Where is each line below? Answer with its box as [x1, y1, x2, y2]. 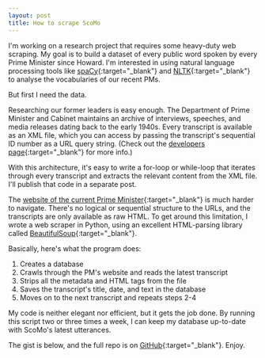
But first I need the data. [8, 89, 87, 99]
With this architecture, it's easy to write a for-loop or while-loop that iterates [8, 162, 256, 172]
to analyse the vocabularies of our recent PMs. [8, 74, 161, 84]
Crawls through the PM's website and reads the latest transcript [19, 267, 228, 277]
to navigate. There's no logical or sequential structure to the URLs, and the [8, 203, 251, 212]
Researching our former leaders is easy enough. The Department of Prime [8, 105, 251, 115]
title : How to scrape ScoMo [8, 19, 101, 27]
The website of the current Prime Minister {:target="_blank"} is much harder [8, 195, 255, 204]
